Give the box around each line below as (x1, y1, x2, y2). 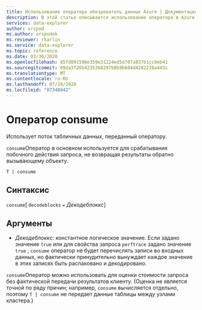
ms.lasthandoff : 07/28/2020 (6, 82, 77, 88)
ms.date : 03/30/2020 (6, 53, 58, 59)
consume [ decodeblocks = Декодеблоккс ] (6, 201, 106, 208)
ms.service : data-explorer (6, 43, 74, 49)
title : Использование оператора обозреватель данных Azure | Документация (6, 8, 198, 15)
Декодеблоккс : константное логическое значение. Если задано (14, 234, 180, 242)
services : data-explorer (6, 20, 69, 26)
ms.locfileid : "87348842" (6, 87, 71, 93)
